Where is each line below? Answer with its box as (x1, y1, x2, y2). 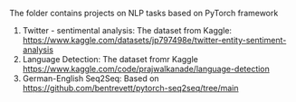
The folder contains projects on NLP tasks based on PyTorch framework (9, 8, 279, 18)
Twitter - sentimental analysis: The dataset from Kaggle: (22, 25, 233, 35)
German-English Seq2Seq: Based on (22, 73, 160, 84)
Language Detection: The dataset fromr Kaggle (22, 54, 199, 64)
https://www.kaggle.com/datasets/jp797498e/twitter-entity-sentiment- (22, 35, 287, 45)
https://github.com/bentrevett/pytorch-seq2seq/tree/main (22, 83, 239, 93)
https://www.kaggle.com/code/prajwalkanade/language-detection (22, 63, 270, 74)
